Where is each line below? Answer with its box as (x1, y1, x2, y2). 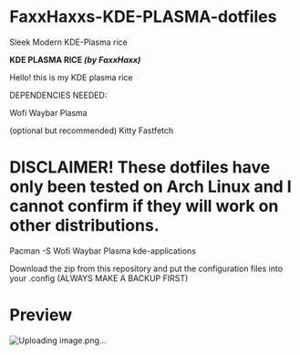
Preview (9, 305, 73, 326)
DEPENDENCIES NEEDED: (9, 89, 108, 100)
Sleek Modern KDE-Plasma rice (9, 37, 128, 47)
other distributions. (9, 215, 160, 236)
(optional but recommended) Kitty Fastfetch (9, 125, 174, 136)
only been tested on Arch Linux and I (9, 176, 292, 197)
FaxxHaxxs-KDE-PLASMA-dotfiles (9, 6, 277, 27)
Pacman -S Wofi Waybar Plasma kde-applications (9, 245, 196, 256)
